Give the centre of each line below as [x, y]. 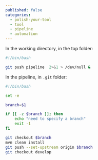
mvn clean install [25, 142]
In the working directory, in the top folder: [49, 48]
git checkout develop [28, 152]
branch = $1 [16, 105]
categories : [18, 15]
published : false [24, 10]
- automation [24, 34]
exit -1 [23, 124]
